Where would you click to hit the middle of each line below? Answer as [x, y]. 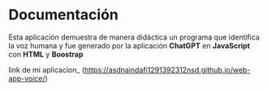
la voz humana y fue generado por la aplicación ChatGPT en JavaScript [129, 45]
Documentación [64, 15]
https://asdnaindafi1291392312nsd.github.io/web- [167, 69]
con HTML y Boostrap [46, 54]
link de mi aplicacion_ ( [47, 69]
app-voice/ [27, 78]
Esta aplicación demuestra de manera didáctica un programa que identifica [134, 37]
